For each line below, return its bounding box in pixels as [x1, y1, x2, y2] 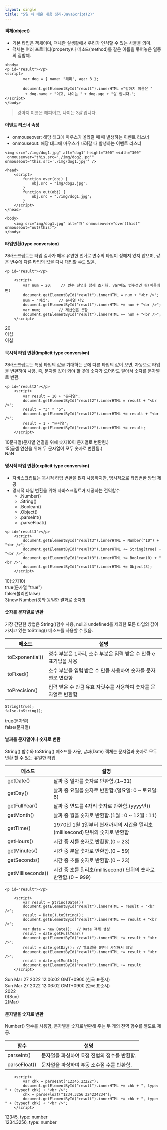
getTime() [7, 824, 31, 831]
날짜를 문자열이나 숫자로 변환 [5, 736, 61, 742]
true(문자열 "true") [5, 584, 42, 590]
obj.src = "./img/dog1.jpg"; [31, 194, 92, 199]
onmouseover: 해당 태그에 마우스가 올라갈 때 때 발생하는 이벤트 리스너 [12, 134, 149, 140]
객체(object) [5, 28, 30, 34]
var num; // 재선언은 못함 [23, 308, 88, 313]
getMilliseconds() [7, 869, 49, 876]
